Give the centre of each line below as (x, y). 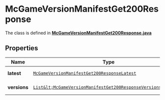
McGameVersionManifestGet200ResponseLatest (85, 73)
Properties (22, 48)
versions (18, 87)
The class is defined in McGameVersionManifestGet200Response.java (78, 33)
